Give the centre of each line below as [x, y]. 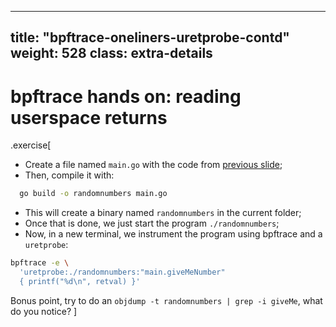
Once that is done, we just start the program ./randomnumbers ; [152, 223]
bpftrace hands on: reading [126, 96]
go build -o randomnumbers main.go [93, 194]
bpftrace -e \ [40, 263]
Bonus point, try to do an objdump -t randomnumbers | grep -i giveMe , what [166, 300]
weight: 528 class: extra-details [111, 53]
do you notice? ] [44, 311]
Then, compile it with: [69, 175]
